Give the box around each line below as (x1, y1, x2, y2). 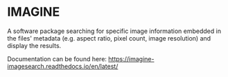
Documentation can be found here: (7, 54, 107, 63)
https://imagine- (108, 54, 155, 63)
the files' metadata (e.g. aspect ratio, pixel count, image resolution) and (7, 34, 211, 42)
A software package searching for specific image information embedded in (7, 27, 222, 35)
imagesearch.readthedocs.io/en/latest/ (7, 62, 119, 70)
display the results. (7, 41, 62, 49)
